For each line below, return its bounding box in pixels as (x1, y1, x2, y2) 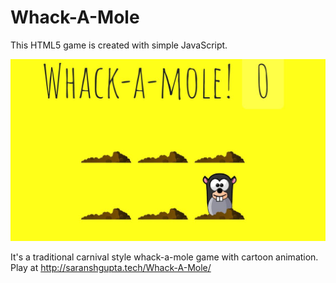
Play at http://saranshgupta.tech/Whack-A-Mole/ (10, 261, 212, 273)
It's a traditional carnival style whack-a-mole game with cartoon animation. (10, 251, 319, 263)
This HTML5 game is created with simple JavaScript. (10, 39, 228, 51)
